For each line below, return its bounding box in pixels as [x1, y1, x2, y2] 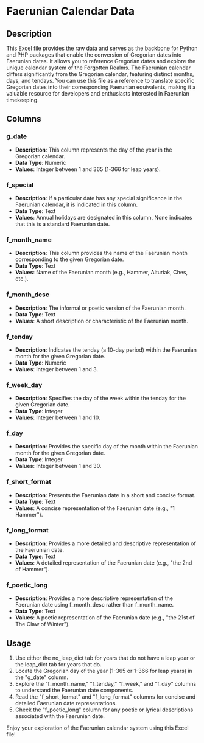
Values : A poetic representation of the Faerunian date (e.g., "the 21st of [15, 614, 195, 621]
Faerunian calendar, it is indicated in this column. [15, 201, 138, 208]
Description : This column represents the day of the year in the [15, 146, 172, 153]
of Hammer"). [15, 566, 50, 573]
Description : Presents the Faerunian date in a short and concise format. [15, 491, 196, 498]
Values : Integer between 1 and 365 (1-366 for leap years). [15, 166, 161, 173]
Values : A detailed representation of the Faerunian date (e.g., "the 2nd [15, 559, 192, 567]
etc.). [15, 275, 29, 282]
